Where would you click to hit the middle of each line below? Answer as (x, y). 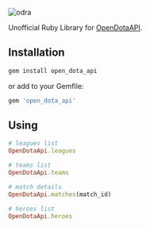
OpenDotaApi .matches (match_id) (60, 194)
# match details (35, 187)
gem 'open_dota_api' (42, 100)
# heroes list (32, 209)
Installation (37, 53)
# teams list (30, 165)
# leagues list (33, 144)
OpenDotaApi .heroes (40, 216)
